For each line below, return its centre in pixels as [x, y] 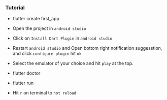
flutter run [23, 83]
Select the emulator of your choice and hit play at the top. [73, 63]
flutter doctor [26, 73]
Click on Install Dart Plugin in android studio [62, 38]
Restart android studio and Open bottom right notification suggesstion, [87, 48]
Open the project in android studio [49, 28]
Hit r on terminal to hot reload [44, 93]
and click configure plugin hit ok [47, 54]
